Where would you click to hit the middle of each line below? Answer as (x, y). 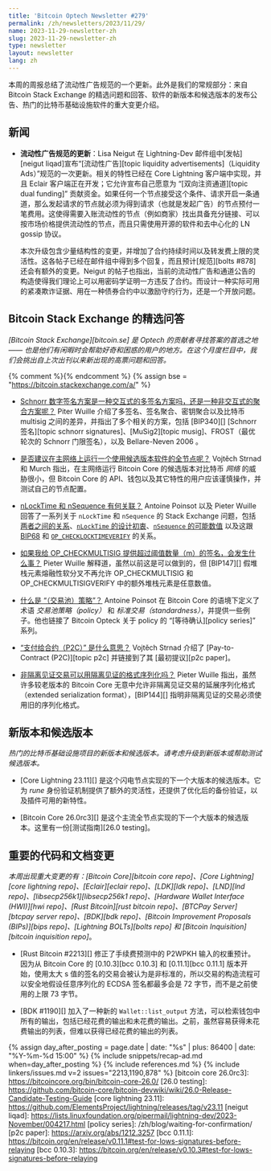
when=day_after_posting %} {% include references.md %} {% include (124, 1064)
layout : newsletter (41, 53)
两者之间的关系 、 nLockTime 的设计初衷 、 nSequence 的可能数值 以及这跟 (136, 526)
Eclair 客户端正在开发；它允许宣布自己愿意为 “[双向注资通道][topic (139, 183)
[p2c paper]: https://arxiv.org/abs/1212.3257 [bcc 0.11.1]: (101, 1133)
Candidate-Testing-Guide (50, 1099)
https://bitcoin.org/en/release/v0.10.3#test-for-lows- (166, 1150)
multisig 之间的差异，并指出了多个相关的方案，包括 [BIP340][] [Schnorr (138, 421)
